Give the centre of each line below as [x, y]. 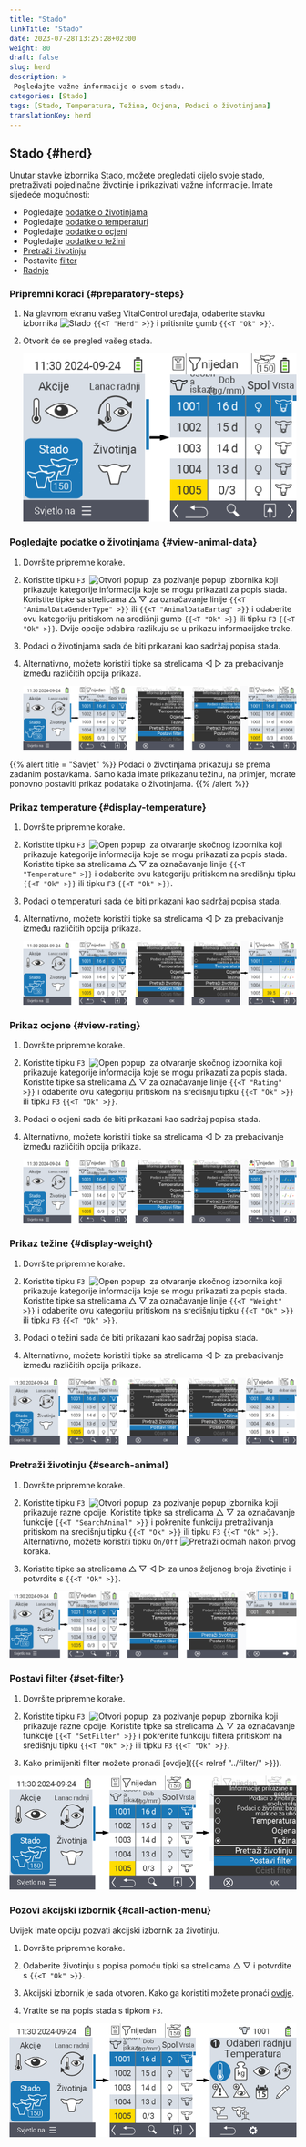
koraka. [37, 1551]
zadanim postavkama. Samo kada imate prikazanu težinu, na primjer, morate [153, 773]
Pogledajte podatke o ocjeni [75, 231]
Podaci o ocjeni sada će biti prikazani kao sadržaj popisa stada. [142, 1120]
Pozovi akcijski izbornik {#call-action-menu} [111, 1910]
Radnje [36, 271]
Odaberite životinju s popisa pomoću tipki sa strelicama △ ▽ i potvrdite [157, 1965]
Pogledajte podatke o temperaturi [85, 222]
